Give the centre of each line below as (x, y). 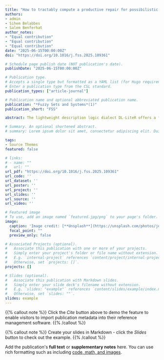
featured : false (21, 149)
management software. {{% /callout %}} (46, 323)
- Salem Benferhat (24, 28)
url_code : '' (18, 176)
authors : (14, 14)
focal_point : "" (26, 231)
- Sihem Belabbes (23, 23)
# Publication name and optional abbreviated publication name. (72, 100)
